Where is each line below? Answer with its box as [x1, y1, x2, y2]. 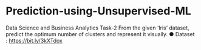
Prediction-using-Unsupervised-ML [5, 4, 192, 18]
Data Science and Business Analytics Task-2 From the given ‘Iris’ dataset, [5, 24, 189, 31]
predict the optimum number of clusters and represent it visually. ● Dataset [5, 30, 195, 37]
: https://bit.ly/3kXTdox [5, 37, 63, 44]
